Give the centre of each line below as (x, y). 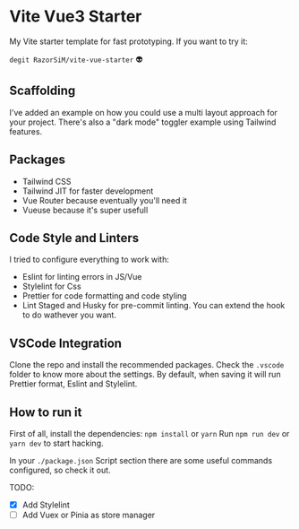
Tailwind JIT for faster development (88, 191)
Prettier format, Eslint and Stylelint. (73, 384)
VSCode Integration (66, 343)
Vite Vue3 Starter (76, 17)
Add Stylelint (46, 505)
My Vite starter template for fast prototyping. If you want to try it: (128, 41)
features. (26, 131)
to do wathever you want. (69, 315)
